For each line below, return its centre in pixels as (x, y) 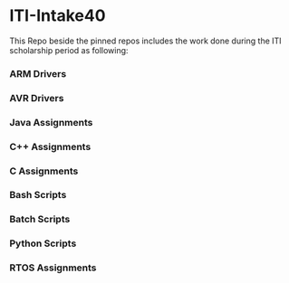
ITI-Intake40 (58, 16)
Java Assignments (51, 122)
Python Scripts (43, 243)
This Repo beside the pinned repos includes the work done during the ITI (146, 41)
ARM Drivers (38, 73)
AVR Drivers (37, 98)
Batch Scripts (40, 220)
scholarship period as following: (69, 50)
